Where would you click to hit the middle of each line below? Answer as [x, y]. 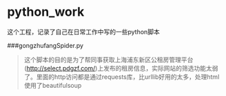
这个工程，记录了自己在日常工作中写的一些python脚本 [83, 32]
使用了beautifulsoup [53, 85]
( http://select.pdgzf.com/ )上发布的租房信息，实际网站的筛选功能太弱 [121, 68]
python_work [46, 12]
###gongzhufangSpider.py [45, 45]
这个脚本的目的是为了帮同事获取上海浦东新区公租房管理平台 [109, 60]
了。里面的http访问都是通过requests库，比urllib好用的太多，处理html [122, 77]
